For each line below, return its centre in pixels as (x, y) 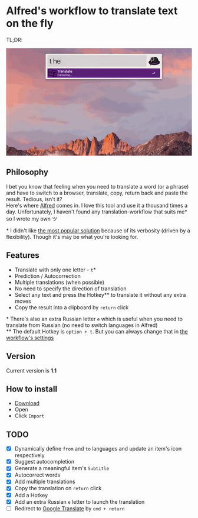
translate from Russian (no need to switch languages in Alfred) (82, 325)
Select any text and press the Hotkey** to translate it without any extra (100, 294)
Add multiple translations (45, 482)
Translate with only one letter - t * (55, 270)
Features (23, 255)
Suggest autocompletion (44, 462)
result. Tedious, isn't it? (34, 199)
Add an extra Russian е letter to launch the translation (80, 501)
